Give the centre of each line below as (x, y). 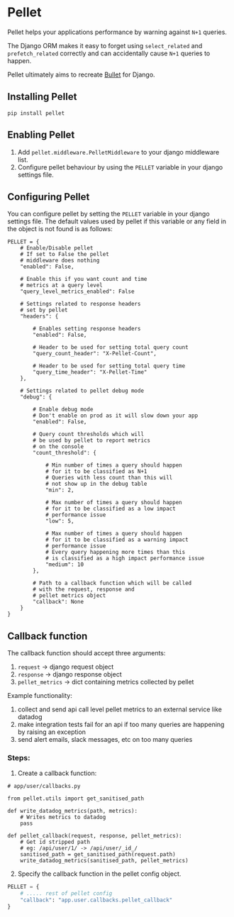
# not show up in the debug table (96, 484)
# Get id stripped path (55, 842)
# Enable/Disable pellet (57, 248)
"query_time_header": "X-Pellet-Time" (90, 372)
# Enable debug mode (63, 410)
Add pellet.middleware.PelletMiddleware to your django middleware (118, 152)
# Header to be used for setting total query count (111, 348)
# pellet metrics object (69, 596)
